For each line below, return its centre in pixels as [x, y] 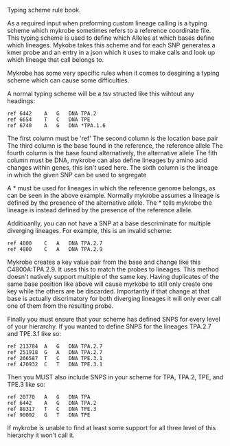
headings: [21, 101]
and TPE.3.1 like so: [34, 334]
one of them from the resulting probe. [60, 306]
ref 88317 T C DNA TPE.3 [52, 409]
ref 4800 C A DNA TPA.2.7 [55, 243]
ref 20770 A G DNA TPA [49, 397]
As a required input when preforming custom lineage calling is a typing [107, 23]
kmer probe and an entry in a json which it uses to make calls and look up [111, 52]
